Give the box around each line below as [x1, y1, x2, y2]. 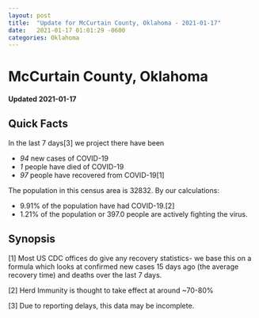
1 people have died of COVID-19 [19, 161, 124, 171]
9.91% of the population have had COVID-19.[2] [19, 201, 175, 210]
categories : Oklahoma [8, 33, 80, 42]
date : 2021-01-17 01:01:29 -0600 [8, 26, 126, 34]
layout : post [8, 11, 51, 20]
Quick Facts [8, 117, 69, 131]
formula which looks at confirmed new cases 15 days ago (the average [8, 262, 239, 271]
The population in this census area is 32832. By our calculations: [8, 185, 220, 195]
